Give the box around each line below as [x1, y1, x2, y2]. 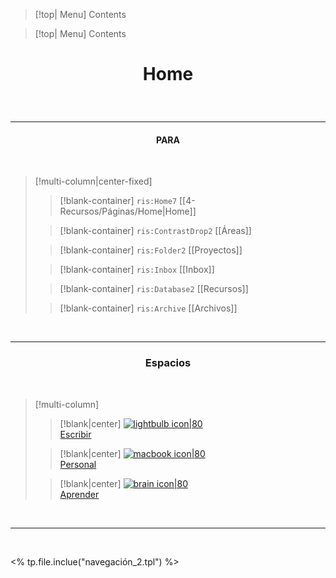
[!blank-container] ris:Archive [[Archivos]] [59, 302, 238, 314]
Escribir [59, 428, 92, 440]
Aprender [59, 488, 100, 500]
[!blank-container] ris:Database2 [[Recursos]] [59, 283, 249, 295]
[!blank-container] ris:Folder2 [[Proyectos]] [59, 244, 243, 256]
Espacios [144, 356, 192, 370]
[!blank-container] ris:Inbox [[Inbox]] [59, 264, 215, 276]
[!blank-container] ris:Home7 [59, 195, 178, 207]
